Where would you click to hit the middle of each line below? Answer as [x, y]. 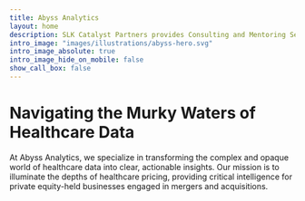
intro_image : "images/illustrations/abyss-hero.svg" [111, 43]
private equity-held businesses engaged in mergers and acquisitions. [139, 186]
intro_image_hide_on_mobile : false [77, 60]
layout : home [34, 26]
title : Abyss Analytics [54, 18]
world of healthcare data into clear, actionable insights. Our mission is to [144, 167]
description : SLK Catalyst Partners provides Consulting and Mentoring [148, 34]
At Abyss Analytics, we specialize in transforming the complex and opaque [149, 157]
